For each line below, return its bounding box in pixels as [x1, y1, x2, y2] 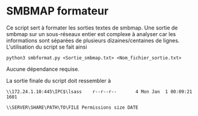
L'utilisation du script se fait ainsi [6, 43, 87, 50]
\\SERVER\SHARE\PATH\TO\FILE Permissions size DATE [6, 104, 138, 111]
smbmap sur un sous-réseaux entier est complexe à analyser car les [6, 30, 176, 37]
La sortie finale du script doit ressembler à [6, 77, 111, 84]
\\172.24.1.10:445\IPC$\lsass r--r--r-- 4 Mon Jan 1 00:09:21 [6, 88, 193, 94]
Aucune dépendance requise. [6, 65, 80, 73]
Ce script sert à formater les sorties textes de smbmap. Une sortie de [6, 24, 178, 31]
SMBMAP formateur [6, 4, 109, 18]
